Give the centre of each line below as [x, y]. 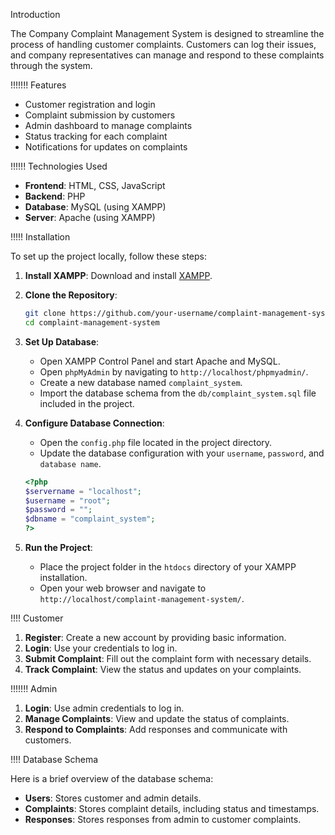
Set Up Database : [62, 341]
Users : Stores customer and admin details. [113, 798]
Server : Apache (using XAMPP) [90, 217]
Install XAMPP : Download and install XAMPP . [118, 275]
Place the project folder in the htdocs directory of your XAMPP [168, 567]
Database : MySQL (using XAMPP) [95, 207]
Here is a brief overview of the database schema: [112, 778]
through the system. [51, 65]
